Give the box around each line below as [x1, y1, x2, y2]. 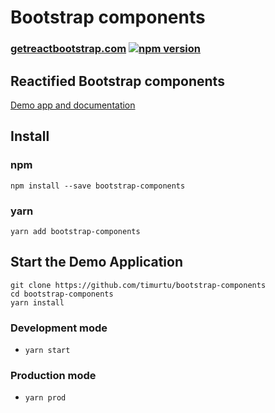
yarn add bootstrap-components [10, 226, 141, 236]
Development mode [10, 321, 108, 335]
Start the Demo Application [10, 254, 183, 271]
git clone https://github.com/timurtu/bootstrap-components [10, 280, 267, 290]
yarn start [24, 346, 71, 356]
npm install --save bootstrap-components [10, 181, 186, 191]
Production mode [10, 368, 97, 382]
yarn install [10, 297, 65, 308]
